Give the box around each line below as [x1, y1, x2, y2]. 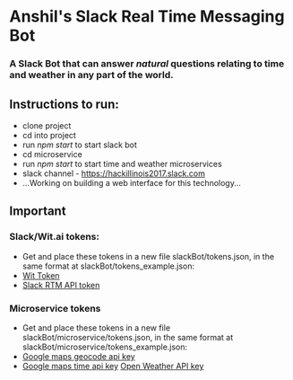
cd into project [22, 129, 76, 140]
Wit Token [22, 270, 60, 280]
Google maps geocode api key [22, 350, 136, 361]
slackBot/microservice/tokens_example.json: [22, 341, 188, 352]
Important [9, 204, 66, 219]
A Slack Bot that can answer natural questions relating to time [9, 57, 285, 70]
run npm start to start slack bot [22, 139, 137, 150]
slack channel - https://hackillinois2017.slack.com [22, 168, 206, 179]
